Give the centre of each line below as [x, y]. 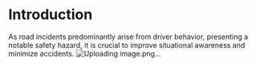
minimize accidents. [41, 53]
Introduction [51, 15]
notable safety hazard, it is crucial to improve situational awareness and [127, 45]
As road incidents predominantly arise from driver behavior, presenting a [128, 37]
